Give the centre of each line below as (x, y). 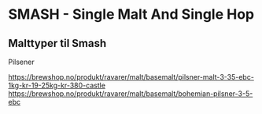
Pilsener (21, 62)
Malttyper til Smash (57, 43)
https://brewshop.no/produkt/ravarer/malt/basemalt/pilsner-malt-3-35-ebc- (131, 77)
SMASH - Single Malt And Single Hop (131, 14)
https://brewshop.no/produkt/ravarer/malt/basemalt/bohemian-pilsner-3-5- (131, 94)
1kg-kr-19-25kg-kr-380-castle (57, 85)
